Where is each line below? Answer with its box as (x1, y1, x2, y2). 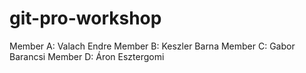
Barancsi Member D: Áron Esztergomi (9, 50, 165, 62)
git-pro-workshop (9, 7, 162, 30)
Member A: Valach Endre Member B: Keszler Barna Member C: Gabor (9, 40, 296, 52)
